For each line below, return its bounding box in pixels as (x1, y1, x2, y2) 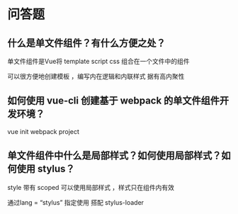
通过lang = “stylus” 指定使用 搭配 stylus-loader (7, 198, 144, 206)
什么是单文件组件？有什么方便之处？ (7, 37, 166, 49)
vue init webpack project (7, 127, 80, 135)
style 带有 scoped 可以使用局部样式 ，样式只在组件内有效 (7, 183, 175, 191)
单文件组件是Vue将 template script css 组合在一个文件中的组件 (7, 57, 190, 65)
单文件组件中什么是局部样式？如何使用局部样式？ (7, 150, 222, 162)
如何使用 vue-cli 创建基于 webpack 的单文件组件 (7, 95, 220, 107)
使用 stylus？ (16, 163, 76, 175)
